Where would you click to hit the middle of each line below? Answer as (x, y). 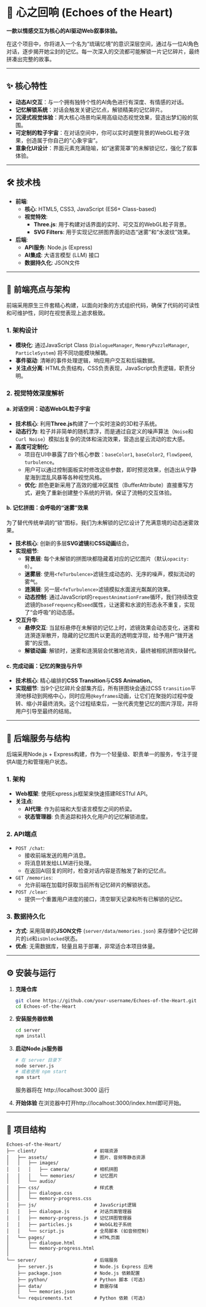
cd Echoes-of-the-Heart (46, 1006)
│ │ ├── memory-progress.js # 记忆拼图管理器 (69, 1218)
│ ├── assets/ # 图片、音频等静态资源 (76, 1157)
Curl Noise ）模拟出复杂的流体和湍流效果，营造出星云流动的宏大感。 (101, 439)
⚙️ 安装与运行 (31, 973)
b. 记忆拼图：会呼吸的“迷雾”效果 (48, 508)
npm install (30, 1036)
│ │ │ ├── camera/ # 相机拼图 (62, 1169)
